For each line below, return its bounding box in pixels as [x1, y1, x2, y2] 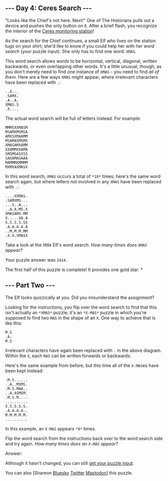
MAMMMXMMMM [5, 160, 28, 165]
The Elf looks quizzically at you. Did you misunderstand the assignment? [5, 294, 154, 300]
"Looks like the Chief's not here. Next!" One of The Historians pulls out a [5, 17, 154, 23]
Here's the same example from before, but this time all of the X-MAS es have [5, 362, 159, 368]
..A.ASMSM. [5, 390, 28, 395]
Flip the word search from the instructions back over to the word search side [5, 435, 163, 441]
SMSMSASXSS [5, 151, 28, 156]
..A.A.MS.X [5, 206, 28, 212]
